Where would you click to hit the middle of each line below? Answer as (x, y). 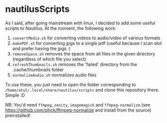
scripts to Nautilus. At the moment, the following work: (61, 28)
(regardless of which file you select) (49, 59)
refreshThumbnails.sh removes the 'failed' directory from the (75, 64)
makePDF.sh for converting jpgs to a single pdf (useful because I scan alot (87, 43)
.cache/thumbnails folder (38, 69)
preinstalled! (18, 115)
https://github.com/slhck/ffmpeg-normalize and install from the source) (78, 110)
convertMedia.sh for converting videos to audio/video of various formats (86, 38)
